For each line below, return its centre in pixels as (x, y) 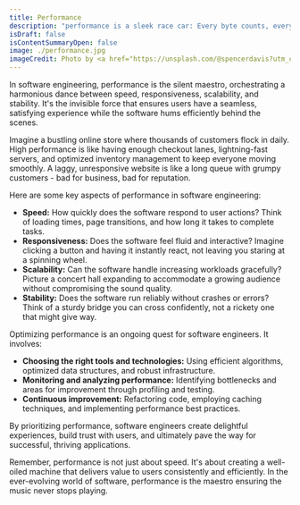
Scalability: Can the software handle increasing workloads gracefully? (152, 269)
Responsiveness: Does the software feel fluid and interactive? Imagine (153, 241)
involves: (26, 344)
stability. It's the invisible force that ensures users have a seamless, (133, 103)
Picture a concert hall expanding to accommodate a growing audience (151, 279)
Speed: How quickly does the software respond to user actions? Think (152, 212)
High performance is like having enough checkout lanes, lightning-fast (138, 149)
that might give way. (59, 317)
